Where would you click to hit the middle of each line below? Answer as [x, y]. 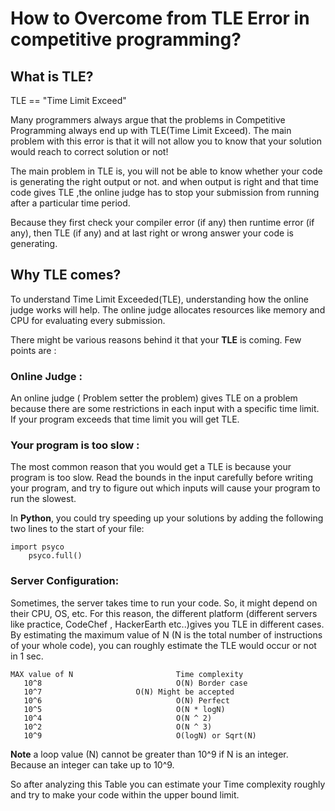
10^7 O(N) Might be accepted [129, 692]
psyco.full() [55, 556]
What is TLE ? [52, 76]
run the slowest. [43, 499]
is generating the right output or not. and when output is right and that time [164, 181]
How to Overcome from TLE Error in [160, 18]
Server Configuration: [65, 581]
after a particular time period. [70, 203]
